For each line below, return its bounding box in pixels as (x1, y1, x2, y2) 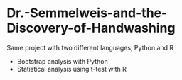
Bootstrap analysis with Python (16, 57, 108, 65)
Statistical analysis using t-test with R (16, 64, 127, 73)
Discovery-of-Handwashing (6, 20, 176, 36)
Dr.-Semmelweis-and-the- (6, 5, 168, 21)
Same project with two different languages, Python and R (6, 43, 174, 52)
